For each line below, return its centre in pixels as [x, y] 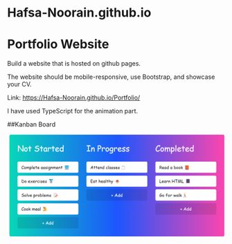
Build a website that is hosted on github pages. [74, 64]
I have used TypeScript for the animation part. [73, 111]
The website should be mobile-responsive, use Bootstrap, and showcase [111, 77]
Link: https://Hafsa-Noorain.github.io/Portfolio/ [74, 97]
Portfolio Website [58, 45]
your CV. [20, 84]
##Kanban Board [32, 124]
